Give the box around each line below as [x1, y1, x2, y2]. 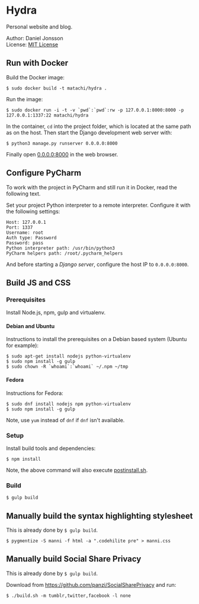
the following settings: [6, 208, 60, 215]
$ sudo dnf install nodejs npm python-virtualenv [6, 401, 131, 407]
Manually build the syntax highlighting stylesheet [6, 510, 194, 521]
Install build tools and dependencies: [6, 445, 96, 452]
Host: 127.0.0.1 [6, 219, 46, 225]
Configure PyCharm [6, 168, 82, 178]
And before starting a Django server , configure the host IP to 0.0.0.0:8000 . [6, 261, 189, 268]
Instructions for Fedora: [6, 389, 63, 397]
